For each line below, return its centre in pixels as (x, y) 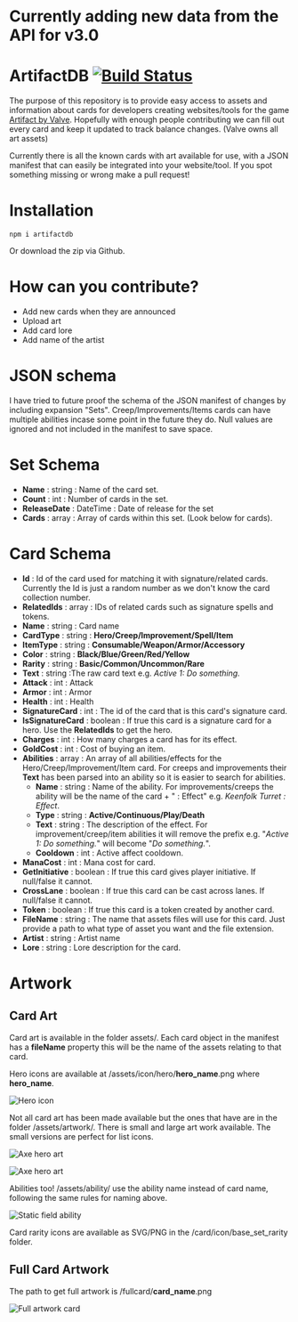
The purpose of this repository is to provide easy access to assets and (138, 101)
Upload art (42, 321)
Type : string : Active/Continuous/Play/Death (120, 815)
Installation (52, 211)
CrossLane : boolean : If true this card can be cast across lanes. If (143, 890)
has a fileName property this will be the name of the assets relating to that (145, 1047)
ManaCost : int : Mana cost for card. (89, 862)
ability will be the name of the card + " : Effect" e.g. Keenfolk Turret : (161, 796)
